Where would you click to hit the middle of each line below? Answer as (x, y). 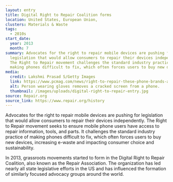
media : (12, 72)
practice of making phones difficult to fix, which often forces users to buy (83, 137)
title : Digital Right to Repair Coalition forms (58, 15)
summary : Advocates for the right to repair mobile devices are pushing (85, 53)
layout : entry (21, 10)
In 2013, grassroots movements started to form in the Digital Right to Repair (85, 158)
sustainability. (20, 148)
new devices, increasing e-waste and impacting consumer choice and (80, 143)
